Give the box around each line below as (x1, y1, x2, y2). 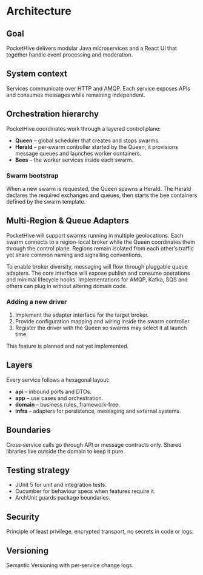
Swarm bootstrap (6, 171, 59, 180)
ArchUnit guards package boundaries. (15, 494, 111, 501)
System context (6, 69, 68, 79)
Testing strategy (6, 465, 70, 475)
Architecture (6, 4, 72, 18)
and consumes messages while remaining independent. (6, 91, 145, 98)
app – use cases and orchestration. (15, 394, 104, 402)
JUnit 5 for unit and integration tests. (15, 481, 107, 489)
